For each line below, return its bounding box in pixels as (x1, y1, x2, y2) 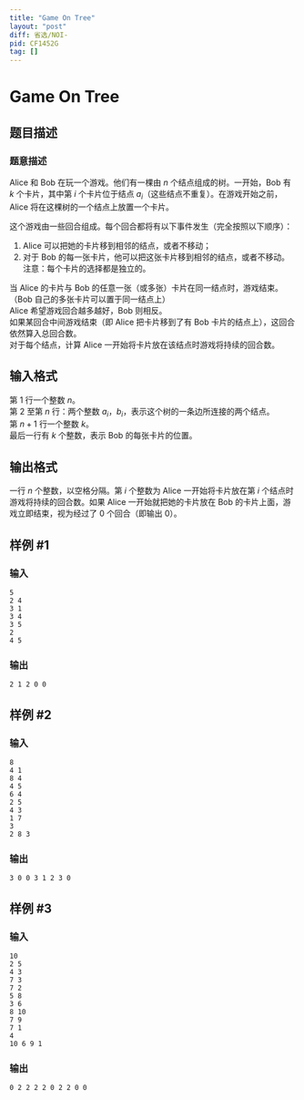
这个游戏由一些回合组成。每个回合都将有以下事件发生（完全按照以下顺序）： (9, 221, 293, 231)
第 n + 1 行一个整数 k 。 (9, 418, 94, 429)
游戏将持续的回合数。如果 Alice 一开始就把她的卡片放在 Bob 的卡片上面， (9, 497, 284, 508)
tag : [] (9, 47, 39, 57)
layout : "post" (9, 22, 67, 31)
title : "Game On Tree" (9, 13, 96, 23)
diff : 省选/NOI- (9, 30, 68, 39)
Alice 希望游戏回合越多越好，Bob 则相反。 (9, 304, 167, 315)
